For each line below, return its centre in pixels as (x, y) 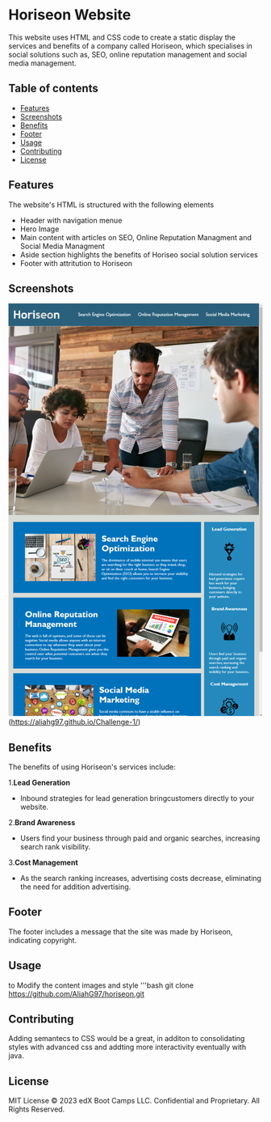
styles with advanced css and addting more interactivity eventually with (127, 1047)
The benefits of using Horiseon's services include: (92, 767)
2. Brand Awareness (42, 822)
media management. (42, 63)
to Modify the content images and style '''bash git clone (101, 985)
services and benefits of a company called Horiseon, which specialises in (130, 45)
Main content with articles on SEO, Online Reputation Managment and (136, 237)
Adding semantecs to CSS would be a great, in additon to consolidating (127, 1039)
